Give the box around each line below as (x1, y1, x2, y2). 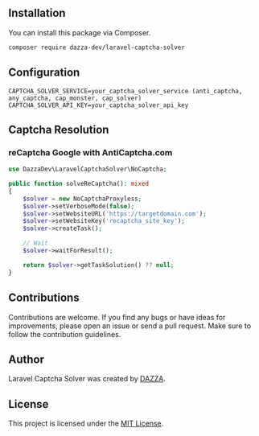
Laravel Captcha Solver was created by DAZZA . (8, 374, 166, 384)
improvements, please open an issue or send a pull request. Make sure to (8, 321, 252, 331)
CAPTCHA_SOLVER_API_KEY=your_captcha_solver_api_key (8, 101, 189, 109)
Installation (8, 6, 66, 20)
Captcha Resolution (8, 122, 109, 136)
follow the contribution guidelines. (8, 329, 121, 339)
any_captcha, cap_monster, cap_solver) (8, 94, 142, 102)
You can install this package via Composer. (8, 27, 151, 37)
